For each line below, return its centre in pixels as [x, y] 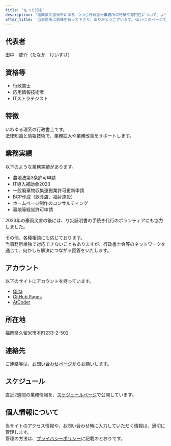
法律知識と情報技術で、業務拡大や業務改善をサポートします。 [70, 135]
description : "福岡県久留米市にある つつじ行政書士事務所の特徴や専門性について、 [83, 15]
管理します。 [19, 432]
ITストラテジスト [30, 98]
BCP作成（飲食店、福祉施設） [44, 197]
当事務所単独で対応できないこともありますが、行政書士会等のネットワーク [83, 244]
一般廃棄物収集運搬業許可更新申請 [48, 190]
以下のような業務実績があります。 [41, 167]
